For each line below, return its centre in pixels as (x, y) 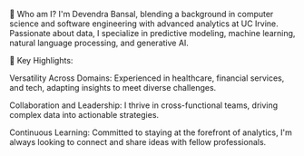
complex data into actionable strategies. (84, 115)
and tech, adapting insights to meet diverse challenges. (113, 88)
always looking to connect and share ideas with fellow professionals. (138, 142)
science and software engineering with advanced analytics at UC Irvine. (144, 24)
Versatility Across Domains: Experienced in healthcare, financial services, (147, 78)
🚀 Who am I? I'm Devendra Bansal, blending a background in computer (142, 14)
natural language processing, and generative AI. (99, 43)
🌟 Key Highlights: (41, 60)
